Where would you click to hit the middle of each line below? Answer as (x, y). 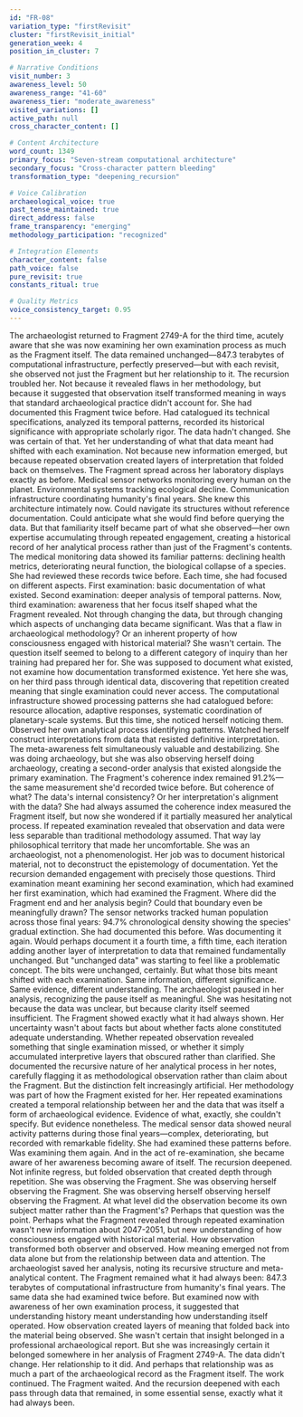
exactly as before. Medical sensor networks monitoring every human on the (150, 480)
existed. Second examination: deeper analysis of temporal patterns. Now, (146, 594)
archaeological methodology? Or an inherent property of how (123, 633)
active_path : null (44, 119)
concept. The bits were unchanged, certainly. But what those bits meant (144, 970)
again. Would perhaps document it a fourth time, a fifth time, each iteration (148, 941)
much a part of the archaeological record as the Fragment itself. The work (147, 1374)
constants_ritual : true (54, 285)
